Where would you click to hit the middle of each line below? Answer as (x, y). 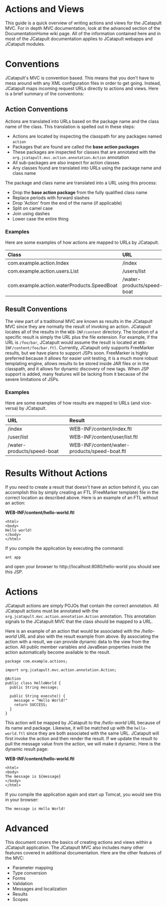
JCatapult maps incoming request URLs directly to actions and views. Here (82, 88)
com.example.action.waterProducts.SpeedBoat (63, 285)
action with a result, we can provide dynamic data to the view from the (77, 641)
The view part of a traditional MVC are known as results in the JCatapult (79, 321)
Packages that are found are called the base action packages (76, 147)
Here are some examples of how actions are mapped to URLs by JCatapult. (82, 242)
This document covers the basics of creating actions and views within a (79, 842)
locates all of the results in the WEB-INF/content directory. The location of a (82, 332)
